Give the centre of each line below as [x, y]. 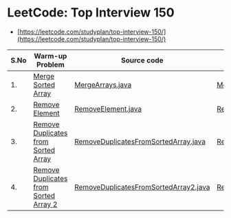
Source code [142, 60]
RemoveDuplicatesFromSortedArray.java [140, 141]
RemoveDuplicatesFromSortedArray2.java [142, 187]
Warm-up [51, 56]
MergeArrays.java [103, 85]
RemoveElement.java [108, 109]
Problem [51, 65]
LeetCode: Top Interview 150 [91, 13]
